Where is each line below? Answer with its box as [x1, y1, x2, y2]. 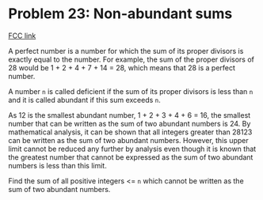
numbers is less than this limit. [8, 160, 107, 170]
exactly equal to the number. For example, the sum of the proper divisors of [8, 55, 255, 64]
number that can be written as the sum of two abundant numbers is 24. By [8, 119, 251, 128]
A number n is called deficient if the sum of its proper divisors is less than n [8, 86, 253, 96]
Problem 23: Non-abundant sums [8, 5, 233, 23]
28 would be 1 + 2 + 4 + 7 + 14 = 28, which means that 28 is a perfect [8, 62, 236, 72]
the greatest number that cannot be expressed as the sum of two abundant [8, 152, 253, 162]
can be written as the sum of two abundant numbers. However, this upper [8, 135, 249, 145]
